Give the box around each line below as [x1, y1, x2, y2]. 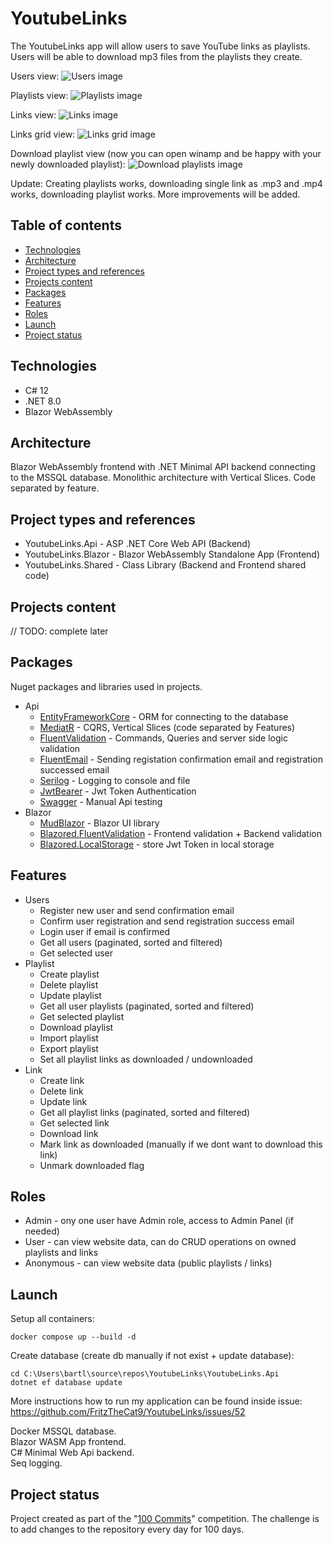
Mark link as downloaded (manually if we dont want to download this [39, 1138, 323, 1150]
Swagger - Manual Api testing [39, 795, 163, 807]
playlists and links [24, 1247, 99, 1259]
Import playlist [39, 1032, 99, 1044]
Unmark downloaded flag [39, 1159, 145, 1171]
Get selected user [39, 947, 114, 959]
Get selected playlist [39, 1010, 125, 1022]
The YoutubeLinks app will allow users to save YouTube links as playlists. [10, 40, 311, 52]
